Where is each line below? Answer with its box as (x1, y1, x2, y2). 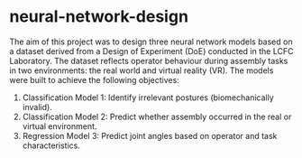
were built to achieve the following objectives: (9, 74, 180, 85)
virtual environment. (22, 120, 97, 132)
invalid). (22, 101, 52, 112)
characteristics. (22, 140, 81, 151)
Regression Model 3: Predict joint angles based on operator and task (22, 130, 278, 141)
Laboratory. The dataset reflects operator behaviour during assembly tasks (9, 55, 288, 66)
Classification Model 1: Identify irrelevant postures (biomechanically (22, 92, 275, 103)
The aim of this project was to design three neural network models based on (9, 36, 293, 47)
